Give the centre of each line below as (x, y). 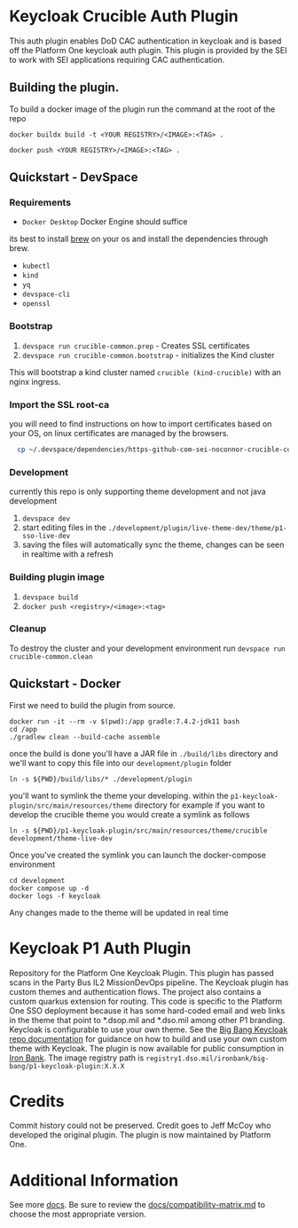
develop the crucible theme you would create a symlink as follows (129, 814)
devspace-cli (46, 294)
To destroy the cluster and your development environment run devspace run (147, 648)
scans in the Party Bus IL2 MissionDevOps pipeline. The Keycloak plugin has (149, 982)
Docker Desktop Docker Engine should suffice (105, 222)
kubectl (36, 266)
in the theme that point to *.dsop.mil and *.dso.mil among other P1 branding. (147, 1020)
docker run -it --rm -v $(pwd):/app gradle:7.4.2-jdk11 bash (125, 721)
